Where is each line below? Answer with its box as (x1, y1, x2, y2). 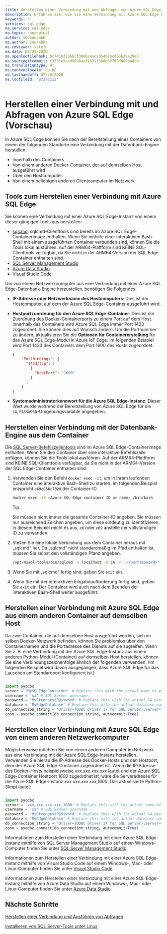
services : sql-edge (5, 21, 46, 26)
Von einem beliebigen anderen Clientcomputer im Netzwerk (12, 178, 135, 184)
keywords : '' (5, 16, 32, 21)
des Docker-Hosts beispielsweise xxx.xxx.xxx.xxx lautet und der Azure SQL (5, 768, 160, 774)
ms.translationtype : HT (5, 63, 55, 68)
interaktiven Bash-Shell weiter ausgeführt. (12, 589, 99, 595)
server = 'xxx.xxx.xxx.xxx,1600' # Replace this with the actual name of (5, 802, 162, 807)
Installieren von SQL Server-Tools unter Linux (5, 923, 98, 929)
